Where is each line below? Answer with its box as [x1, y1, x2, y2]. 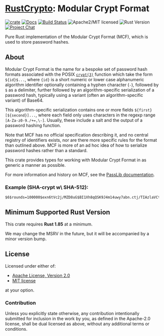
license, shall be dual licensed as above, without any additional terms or [5, 321, 150, 327]
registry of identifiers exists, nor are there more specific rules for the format [5, 137, 157, 143]
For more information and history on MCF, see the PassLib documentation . [5, 172, 155, 178]
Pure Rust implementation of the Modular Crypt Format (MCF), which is [5, 34, 148, 40]
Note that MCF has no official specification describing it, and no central [5, 132, 149, 137]
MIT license [12, 277, 36, 284]
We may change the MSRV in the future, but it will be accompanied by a [5, 230, 149, 236]
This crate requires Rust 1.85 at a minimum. [5, 221, 93, 227]
